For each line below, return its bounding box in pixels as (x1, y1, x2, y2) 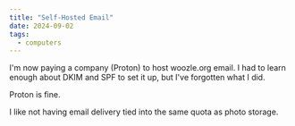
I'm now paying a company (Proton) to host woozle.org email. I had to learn (9, 63, 286, 73)
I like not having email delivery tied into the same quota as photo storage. (9, 106, 279, 117)
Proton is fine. (9, 89, 61, 100)
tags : (9, 29, 29, 38)
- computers (17, 38, 63, 47)
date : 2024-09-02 (9, 21, 74, 30)
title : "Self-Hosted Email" (9, 13, 114, 22)
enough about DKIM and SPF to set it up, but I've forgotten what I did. (9, 72, 265, 83)
